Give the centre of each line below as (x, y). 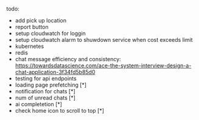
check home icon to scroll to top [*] (60, 111)
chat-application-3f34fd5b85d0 (55, 72)
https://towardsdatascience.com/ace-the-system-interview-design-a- (103, 65)
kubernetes (30, 46)
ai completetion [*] (39, 104)
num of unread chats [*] (45, 98)
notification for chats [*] (45, 91)
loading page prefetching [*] (51, 85)
